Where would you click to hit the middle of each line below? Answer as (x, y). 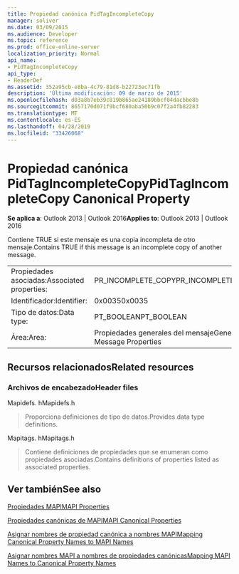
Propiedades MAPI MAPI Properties (59, 506)
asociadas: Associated (48, 281)
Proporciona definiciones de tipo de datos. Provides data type (115, 417)
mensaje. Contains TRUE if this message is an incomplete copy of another (115, 247)
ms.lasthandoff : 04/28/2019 (49, 126)
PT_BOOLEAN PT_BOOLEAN (140, 317)
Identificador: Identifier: (49, 301)
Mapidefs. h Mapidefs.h (41, 403)
